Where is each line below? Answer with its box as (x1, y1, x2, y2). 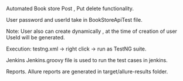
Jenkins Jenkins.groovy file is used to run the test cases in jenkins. (6, 57, 168, 63)
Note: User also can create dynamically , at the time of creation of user (6, 28, 178, 35)
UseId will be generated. (6, 34, 66, 41)
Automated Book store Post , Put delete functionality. (6, 5, 134, 12)
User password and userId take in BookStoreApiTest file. (6, 16, 143, 23)
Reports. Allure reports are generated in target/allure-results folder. (6, 68, 168, 75)
